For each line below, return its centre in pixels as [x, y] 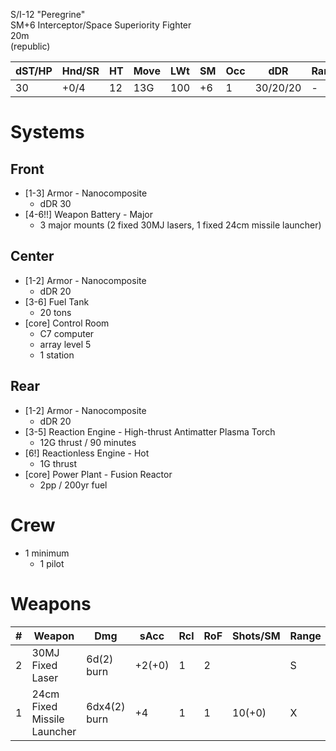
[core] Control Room [67, 323]
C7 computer [67, 333]
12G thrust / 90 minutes [88, 442]
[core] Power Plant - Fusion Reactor [98, 474]
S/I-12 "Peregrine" [48, 14]
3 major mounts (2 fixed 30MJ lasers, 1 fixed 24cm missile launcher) [180, 225]
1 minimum [47, 553]
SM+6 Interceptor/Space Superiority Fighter [101, 25]
